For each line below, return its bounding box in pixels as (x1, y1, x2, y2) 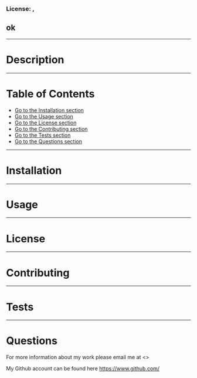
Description (6, 53, 64, 66)
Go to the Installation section (14, 106, 84, 113)
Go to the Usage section (14, 113, 73, 120)
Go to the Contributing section (14, 125, 88, 132)
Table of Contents (6, 87, 95, 100)
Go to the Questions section (14, 137, 82, 145)
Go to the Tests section (14, 131, 71, 139)
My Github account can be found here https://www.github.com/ (6, 365, 160, 372)
